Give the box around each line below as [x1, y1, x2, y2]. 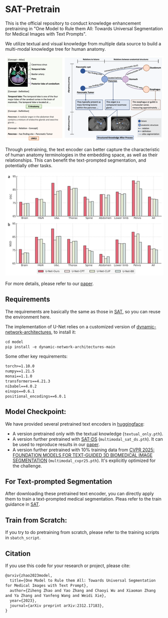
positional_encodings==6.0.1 [5, 394, 66, 399]
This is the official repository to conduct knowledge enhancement [5, 20, 141, 26]
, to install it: [51, 329, 76, 335]
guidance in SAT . [5, 501, 40, 507]
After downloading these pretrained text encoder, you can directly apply [5, 491, 154, 497]
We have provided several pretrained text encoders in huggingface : [5, 421, 144, 427]
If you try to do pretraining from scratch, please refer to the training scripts [5, 529, 159, 535]
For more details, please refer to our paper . [5, 281, 94, 287]
